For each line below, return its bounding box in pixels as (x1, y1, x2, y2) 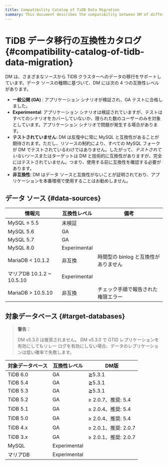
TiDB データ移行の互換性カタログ (5, 35, 141, 46)
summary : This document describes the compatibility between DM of (5, 12, 149, 17)
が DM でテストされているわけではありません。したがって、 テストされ (12, 147, 157, 153)
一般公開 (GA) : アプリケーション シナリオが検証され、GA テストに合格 (12, 97, 158, 103)
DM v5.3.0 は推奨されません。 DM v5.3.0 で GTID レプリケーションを (17, 337, 159, 343)
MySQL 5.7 (7, 236, 34, 243)
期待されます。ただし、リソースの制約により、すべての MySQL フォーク (12, 140, 160, 146)
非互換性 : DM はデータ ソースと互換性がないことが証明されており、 (12, 172, 151, 178)
